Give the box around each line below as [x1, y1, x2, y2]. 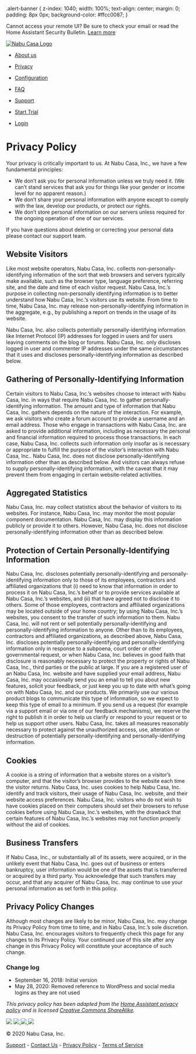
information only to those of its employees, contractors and [33, 576, 176, 583]
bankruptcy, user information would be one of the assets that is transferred [6, 866, 187, 873]
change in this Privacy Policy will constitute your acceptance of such [6, 942, 172, 950]
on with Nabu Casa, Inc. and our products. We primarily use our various [6, 689, 178, 696]
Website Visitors [6, 249, 68, 259]
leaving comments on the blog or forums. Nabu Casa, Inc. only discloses [6, 339, 181, 346]
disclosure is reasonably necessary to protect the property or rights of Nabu [6, 657, 190, 665]
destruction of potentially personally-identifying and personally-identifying [6, 732, 185, 739]
